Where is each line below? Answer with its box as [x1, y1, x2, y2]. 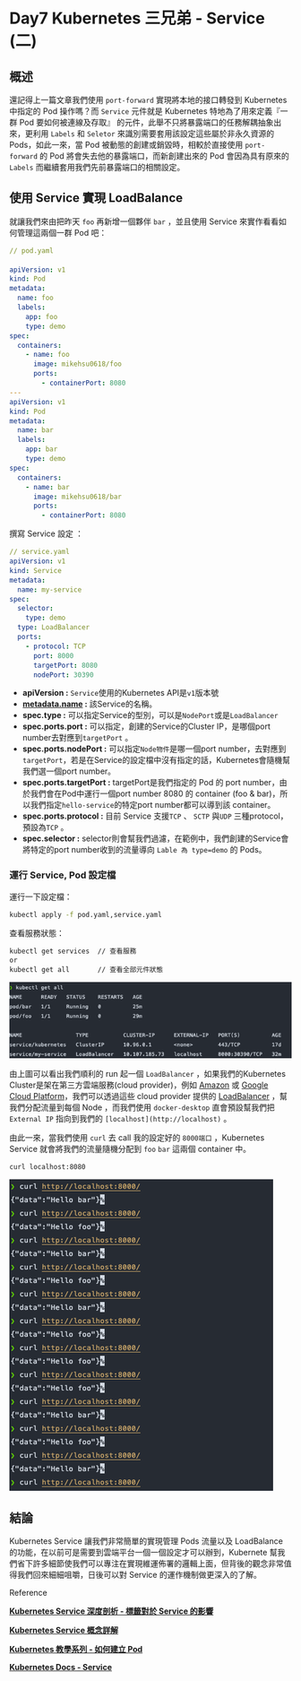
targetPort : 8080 [32, 661, 99, 670]
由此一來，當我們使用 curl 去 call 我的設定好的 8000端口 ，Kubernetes [9, 1131, 265, 1143]
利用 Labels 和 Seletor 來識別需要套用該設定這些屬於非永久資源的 [32, 128, 275, 139]
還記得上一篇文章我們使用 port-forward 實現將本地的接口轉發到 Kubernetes [9, 95, 288, 105]
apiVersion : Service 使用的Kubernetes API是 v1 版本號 [21, 688, 219, 698]
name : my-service [17, 585, 82, 594]
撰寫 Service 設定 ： [9, 528, 83, 539]
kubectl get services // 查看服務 [9, 947, 137, 956]
